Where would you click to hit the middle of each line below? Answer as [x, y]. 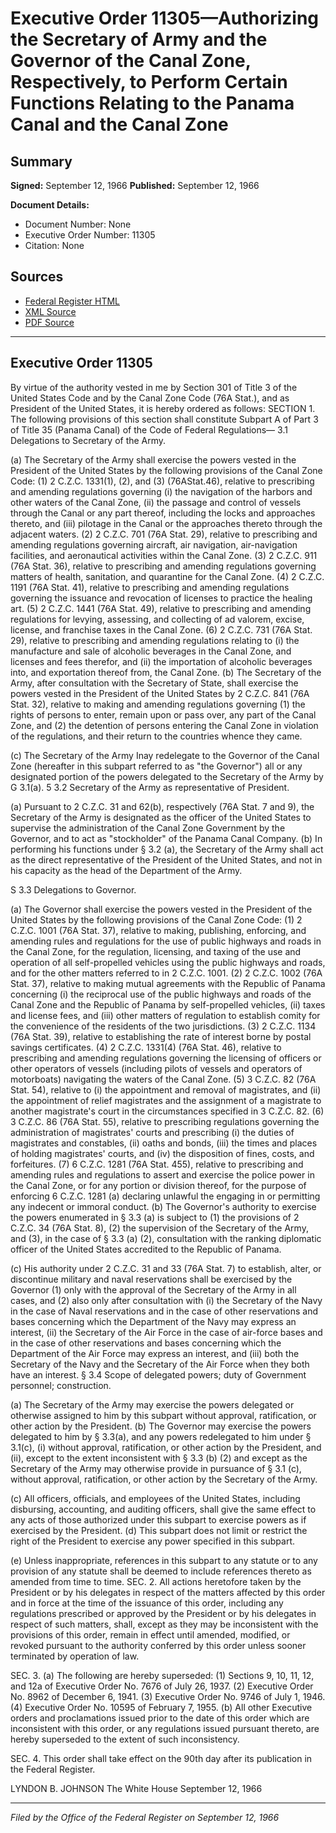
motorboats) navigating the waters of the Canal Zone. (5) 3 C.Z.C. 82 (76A [163, 1079]
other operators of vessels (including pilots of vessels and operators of [156, 1068]
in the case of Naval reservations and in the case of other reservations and [164, 1311]
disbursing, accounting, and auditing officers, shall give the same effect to [163, 1509]
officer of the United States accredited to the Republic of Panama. [146, 1249]
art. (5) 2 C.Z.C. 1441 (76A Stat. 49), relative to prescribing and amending [161, 608]
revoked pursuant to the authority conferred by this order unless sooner [158, 1645]
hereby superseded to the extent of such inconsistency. [125, 1739]
